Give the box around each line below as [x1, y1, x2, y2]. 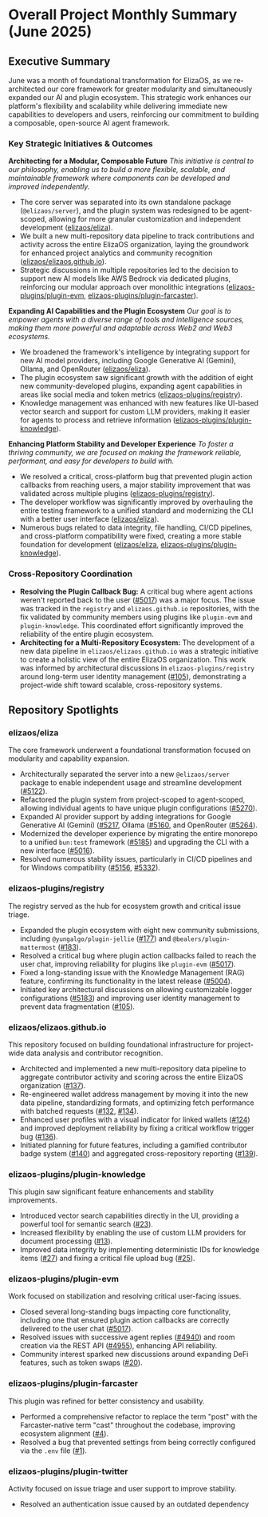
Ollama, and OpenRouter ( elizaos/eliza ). [19, 364, 151, 374]
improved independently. [8, 182, 90, 191]
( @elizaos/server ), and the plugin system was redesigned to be [19, 206, 229, 215]
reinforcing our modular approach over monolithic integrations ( [19, 282, 229, 292]
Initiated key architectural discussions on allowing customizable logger [19, 984, 253, 994]
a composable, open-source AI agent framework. [8, 118, 170, 127]
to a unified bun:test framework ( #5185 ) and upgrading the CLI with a [19, 838, 250, 847]
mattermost [19, 943, 57, 951]
